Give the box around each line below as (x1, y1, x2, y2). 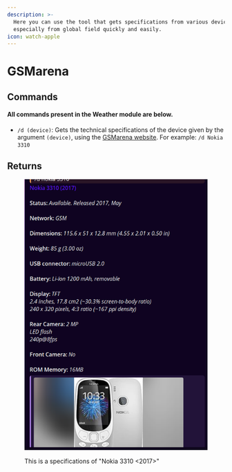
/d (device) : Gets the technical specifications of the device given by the (17, 126, 224, 134)
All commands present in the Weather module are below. (7, 111, 173, 119)
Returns (7, 160, 43, 172)
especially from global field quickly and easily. (13, 26, 162, 32)
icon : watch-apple (7, 33, 60, 40)
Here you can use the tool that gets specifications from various (13, 18, 209, 26)
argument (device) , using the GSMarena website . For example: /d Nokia (17, 133, 223, 142)
